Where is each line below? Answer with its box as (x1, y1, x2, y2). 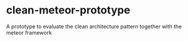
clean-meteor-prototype (6, 4, 131, 17)
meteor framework (6, 29, 52, 36)
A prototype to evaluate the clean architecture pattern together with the (6, 23, 182, 30)
